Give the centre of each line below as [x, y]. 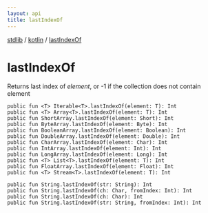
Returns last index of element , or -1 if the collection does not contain [104, 86]
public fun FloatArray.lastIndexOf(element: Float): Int [91, 167]
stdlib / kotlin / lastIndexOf [44, 39]
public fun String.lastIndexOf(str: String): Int [80, 185]
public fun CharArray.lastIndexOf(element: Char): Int [87, 143]
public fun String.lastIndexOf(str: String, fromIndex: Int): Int [104, 203]
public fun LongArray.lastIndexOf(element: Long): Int [87, 155]
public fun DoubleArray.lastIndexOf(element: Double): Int [94, 136]
